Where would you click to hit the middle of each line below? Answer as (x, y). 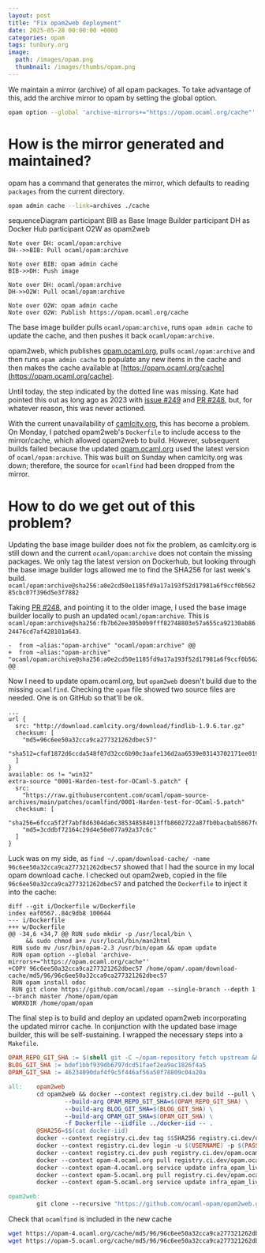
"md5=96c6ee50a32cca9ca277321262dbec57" (90, 740)
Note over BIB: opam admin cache (63, 264)
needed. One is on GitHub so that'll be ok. (76, 698)
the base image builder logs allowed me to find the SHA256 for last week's (129, 570)
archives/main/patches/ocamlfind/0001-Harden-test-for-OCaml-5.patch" (127, 802)
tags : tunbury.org (38, 45)
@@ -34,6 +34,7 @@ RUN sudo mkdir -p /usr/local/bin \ (100, 934)
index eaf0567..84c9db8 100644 (60, 914)
